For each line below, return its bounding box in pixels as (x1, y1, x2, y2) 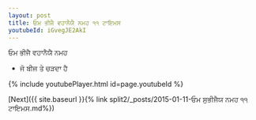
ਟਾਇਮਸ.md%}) (8, 103, 55, 113)
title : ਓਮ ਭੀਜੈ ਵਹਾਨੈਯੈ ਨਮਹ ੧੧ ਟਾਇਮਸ (8, 19, 121, 27)
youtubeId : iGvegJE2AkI (8, 26, 87, 34)
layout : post (8, 11, 51, 20)
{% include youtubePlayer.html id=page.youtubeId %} (8, 80, 184, 89)
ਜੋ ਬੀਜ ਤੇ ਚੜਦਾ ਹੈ (19, 64, 69, 73)
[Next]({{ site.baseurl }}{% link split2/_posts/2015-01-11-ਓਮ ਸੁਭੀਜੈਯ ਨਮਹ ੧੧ (8, 95, 248, 104)
